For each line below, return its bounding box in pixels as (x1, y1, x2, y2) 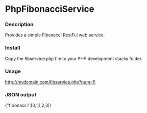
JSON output (5, 91, 37, 98)
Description (5, 21, 34, 28)
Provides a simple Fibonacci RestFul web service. (5, 32, 105, 38)
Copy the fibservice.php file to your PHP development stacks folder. (5, 56, 143, 61)
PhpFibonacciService (5, 3, 95, 15)
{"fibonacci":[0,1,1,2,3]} (5, 102, 51, 109)
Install (5, 44, 21, 51)
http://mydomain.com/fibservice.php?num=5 (5, 79, 96, 85)
